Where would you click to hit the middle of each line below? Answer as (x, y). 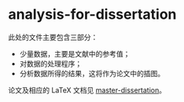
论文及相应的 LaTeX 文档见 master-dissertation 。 (87, 90)
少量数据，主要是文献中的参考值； (75, 53)
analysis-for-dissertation (92, 15)
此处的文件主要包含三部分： (53, 37)
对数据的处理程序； (51, 64)
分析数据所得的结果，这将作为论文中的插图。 (92, 73)
